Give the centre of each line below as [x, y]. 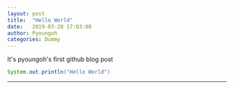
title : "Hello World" [40, 20]
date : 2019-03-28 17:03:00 [49, 26]
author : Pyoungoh [32, 33]
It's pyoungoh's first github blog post [60, 59]
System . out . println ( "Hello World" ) [59, 72]
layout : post [26, 14]
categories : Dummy [34, 40]
